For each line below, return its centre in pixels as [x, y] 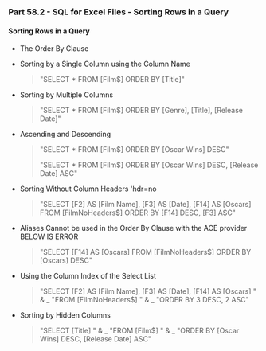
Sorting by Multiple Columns [66, 95]
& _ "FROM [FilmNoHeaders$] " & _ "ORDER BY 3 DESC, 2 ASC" [144, 300]
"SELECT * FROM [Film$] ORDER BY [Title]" [112, 80]
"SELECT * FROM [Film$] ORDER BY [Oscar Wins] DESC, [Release [149, 165]
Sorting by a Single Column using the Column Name [105, 64]
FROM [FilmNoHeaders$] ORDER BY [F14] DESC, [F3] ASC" [138, 213]
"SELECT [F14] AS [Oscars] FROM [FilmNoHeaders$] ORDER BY [145, 252]
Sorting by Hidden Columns [65, 315]
